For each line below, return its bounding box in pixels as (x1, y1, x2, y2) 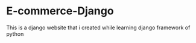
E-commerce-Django (6, 4, 114, 18)
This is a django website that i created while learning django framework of (6, 24, 191, 31)
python (6, 30, 24, 37)
